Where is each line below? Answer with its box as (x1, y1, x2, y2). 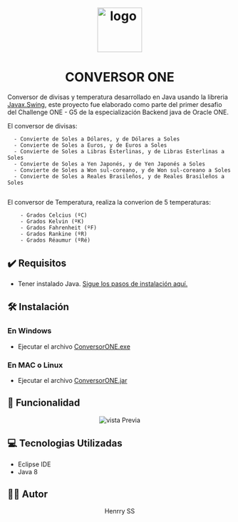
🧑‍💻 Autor (7, 488, 48, 500)
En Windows (7, 326, 52, 336)
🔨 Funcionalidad (7, 396, 81, 409)
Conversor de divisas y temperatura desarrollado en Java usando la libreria (7, 93, 228, 101)
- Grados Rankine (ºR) (20, 230, 88, 238)
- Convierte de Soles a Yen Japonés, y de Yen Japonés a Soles (14, 160, 205, 168)
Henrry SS (104, 507, 135, 516)
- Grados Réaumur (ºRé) (20, 237, 91, 244)
